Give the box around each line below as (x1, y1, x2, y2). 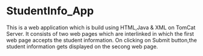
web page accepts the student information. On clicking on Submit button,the (6, 36, 198, 43)
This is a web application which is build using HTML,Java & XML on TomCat (6, 24, 196, 31)
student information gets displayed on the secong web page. (6, 43, 159, 50)
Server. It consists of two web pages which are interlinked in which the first (6, 30, 195, 37)
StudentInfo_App (6, 4, 94, 18)
